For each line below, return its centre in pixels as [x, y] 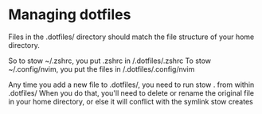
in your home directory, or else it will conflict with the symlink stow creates [131, 101]
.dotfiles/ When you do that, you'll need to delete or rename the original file [131, 92]
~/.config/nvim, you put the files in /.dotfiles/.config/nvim [102, 69]
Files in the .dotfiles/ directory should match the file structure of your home [131, 37]
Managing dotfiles [70, 15]
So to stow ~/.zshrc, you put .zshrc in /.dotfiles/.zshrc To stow [110, 61]
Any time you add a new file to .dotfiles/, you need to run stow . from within [131, 85]
